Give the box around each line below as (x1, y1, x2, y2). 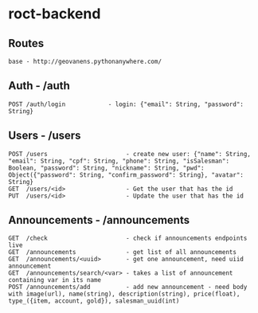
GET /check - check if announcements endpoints (8, 234, 248, 243)
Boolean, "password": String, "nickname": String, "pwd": (8, 164, 205, 172)
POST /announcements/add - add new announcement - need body (8, 284, 248, 291)
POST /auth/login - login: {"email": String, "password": (8, 100, 244, 108)
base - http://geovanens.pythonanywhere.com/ (8, 57, 162, 65)
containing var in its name (8, 276, 102, 284)
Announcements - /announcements (8, 213, 190, 227)
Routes (8, 37, 45, 50)
